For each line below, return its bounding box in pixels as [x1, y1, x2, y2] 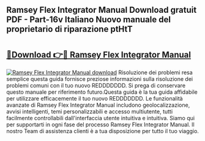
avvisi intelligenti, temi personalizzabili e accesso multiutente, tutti [6, 108, 173, 115]
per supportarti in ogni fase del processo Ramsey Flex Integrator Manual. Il [6, 121, 195, 128]
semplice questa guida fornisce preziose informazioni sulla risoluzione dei [6, 75, 193, 82]
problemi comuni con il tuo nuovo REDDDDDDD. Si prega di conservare [6, 82, 185, 89]
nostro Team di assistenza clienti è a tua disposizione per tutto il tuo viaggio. [6, 128, 199, 134]
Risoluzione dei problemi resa [118, 69, 193, 76]
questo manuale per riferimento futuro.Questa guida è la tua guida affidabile [6, 88, 198, 96]
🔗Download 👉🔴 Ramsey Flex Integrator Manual [6, 49, 192, 60]
